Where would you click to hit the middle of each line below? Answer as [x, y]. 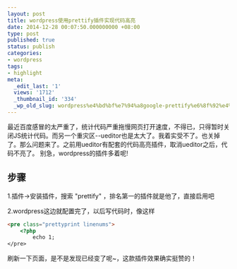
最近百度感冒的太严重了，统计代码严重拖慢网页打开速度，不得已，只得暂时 [115, 126]
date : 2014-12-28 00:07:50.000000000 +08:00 [74, 27]
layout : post [26, 14]
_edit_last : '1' [37, 86]
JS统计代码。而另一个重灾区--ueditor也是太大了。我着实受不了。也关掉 [117, 136]
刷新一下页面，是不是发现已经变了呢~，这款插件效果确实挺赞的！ [102, 258]
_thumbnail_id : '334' [45, 100]
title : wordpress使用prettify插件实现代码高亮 [72, 20]
